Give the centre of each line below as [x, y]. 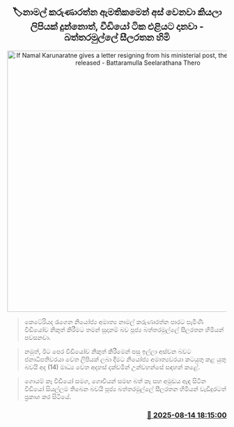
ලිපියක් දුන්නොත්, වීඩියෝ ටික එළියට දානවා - [117, 27]
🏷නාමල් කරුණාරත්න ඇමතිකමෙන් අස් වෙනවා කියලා [117, 12]
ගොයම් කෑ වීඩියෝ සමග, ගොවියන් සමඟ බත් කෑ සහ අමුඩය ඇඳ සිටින [115, 381]
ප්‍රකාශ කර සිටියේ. [48, 396]
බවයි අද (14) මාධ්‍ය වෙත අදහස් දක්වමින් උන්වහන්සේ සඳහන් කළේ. [112, 367]
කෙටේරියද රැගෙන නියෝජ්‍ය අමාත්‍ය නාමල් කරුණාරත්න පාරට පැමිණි [114, 321]
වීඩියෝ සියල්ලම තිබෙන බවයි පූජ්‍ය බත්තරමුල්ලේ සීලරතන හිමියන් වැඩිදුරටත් [125, 389]
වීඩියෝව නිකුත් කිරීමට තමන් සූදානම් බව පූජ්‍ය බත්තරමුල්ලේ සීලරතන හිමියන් [124, 329]
